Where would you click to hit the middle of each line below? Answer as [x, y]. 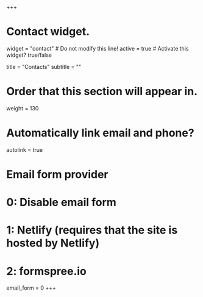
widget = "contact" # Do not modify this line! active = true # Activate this [98, 48]
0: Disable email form [62, 202]
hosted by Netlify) [53, 243]
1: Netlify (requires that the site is [92, 230]
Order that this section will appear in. [102, 91]
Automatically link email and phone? [100, 133]
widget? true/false [29, 55]
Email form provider [57, 174]
